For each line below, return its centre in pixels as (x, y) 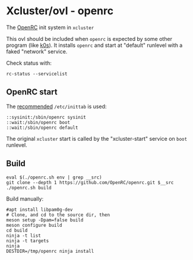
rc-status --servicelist (37, 74)
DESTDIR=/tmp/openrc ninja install (50, 251)
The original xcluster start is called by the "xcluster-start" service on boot (97, 138)
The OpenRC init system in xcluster (50, 27)
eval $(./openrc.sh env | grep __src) (54, 177)
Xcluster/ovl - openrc (60, 11)
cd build (17, 230)
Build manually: (25, 199)
